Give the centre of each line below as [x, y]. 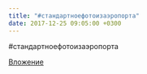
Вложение [26, 62]
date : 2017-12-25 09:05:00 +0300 [65, 23]
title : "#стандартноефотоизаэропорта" [74, 16]
